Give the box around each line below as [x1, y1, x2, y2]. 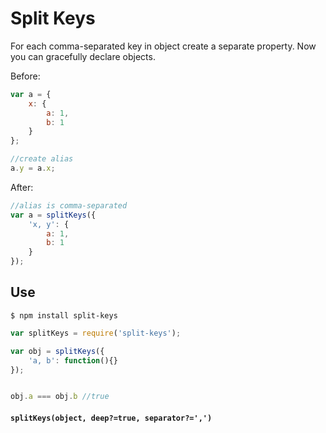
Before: [10, 70, 41, 82]
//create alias [10, 154, 74, 164]
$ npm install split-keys [10, 310, 118, 321]
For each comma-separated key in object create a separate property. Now [10, 40, 317, 52]
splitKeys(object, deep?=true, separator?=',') [10, 413, 213, 423]
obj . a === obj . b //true [10, 392, 110, 402]
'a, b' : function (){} [28, 355, 118, 366]
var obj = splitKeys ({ [10, 346, 105, 356]
